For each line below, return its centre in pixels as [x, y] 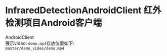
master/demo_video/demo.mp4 [35, 48]
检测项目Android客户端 [54, 23]
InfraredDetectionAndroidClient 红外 [83, 10]
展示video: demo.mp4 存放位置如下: [40, 43]
